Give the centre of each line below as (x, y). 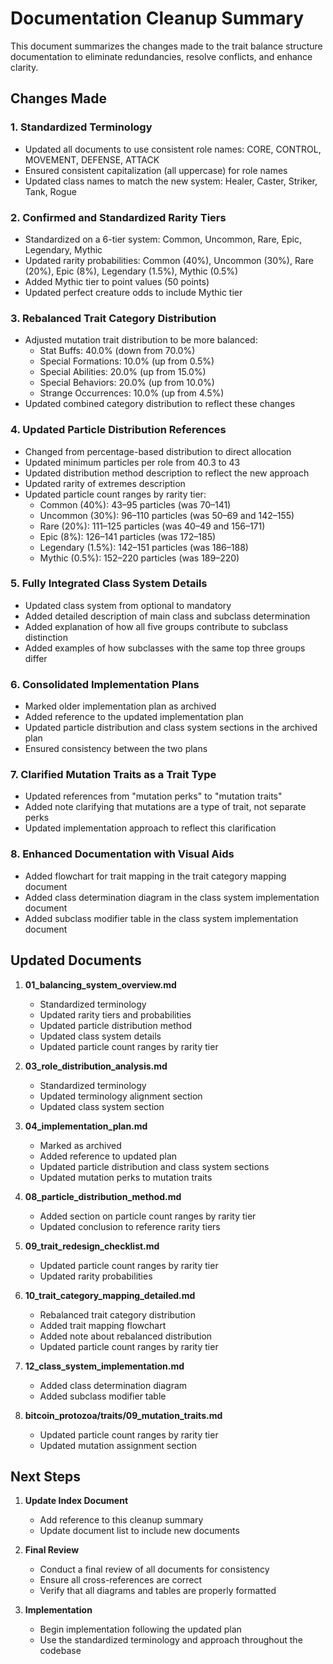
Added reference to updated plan (108, 1156)
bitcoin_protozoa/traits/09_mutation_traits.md (123, 1415)
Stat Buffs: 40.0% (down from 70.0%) (117, 351)
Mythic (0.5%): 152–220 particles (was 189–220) (139, 558)
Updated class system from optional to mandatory (128, 605)
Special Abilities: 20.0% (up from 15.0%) (123, 372)
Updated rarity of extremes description (105, 483)
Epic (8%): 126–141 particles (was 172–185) (128, 536)
